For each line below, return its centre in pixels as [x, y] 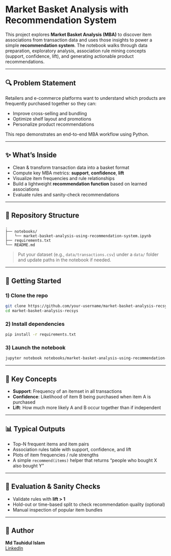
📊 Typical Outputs [35, 429]
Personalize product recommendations [53, 124]
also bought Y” [28, 465]
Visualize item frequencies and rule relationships [64, 178]
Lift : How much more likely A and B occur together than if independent [87, 407]
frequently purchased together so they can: [51, 103]
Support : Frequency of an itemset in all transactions [67, 391]
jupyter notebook [24, 358]
